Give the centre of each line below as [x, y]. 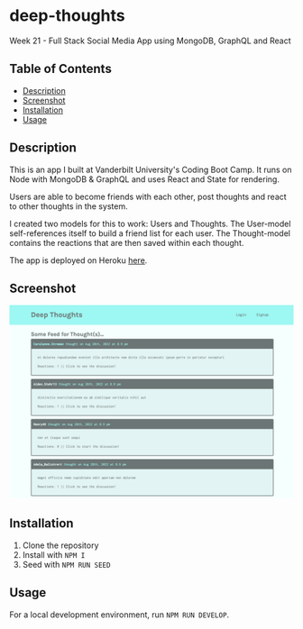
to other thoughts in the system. [69, 206]
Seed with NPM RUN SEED [66, 564]
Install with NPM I [54, 554]
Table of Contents [61, 69]
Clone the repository [60, 545]
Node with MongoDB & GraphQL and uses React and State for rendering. [144, 179]
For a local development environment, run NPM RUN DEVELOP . [119, 615]
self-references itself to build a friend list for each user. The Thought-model [150, 233]
